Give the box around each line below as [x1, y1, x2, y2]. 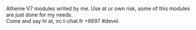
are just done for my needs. [6, 11, 73, 18]
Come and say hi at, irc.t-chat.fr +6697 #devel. [6, 18, 120, 24]
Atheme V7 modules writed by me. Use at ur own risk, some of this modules [6, 5, 190, 12]
